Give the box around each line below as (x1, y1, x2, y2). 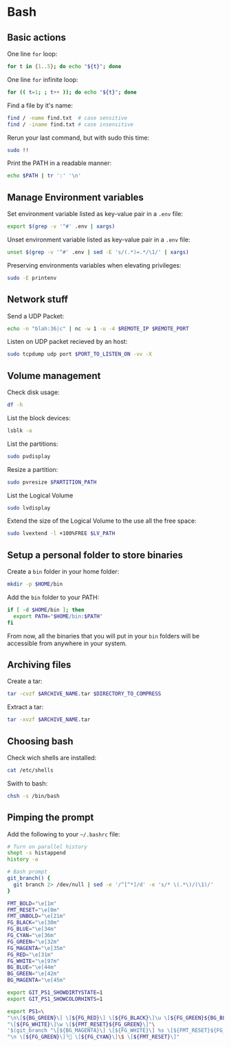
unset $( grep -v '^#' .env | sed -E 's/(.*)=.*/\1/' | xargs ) (7, 248, 189, 255)
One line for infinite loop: (7, 75, 78, 83)
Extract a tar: (7, 703, 44, 711)
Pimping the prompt (7, 812, 94, 823)
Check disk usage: (7, 388, 60, 396)
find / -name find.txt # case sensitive (7, 114, 128, 121)
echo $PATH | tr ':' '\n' (7, 173, 81, 180)
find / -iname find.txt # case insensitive (7, 121, 134, 128)
